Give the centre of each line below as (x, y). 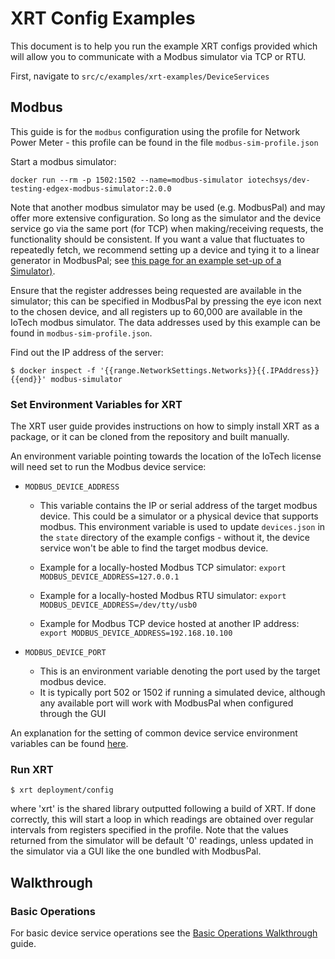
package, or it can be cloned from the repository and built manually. (150, 437)
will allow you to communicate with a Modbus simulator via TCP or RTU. (158, 56)
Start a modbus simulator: (63, 161)
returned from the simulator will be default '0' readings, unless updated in (162, 841)
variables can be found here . (69, 744)
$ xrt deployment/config (62, 790)
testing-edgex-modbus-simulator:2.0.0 (91, 188)
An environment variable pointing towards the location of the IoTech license (166, 456)
